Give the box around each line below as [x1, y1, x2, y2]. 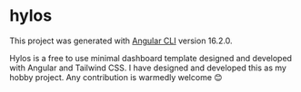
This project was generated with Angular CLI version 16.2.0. [9, 35, 234, 46]
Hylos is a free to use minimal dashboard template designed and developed [9, 52, 293, 63]
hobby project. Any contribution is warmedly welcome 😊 [9, 71, 223, 82]
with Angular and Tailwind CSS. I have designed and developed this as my [9, 62, 286, 73]
